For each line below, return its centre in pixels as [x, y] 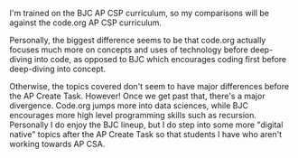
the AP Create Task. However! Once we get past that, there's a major [137, 96]
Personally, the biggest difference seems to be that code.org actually [138, 40]
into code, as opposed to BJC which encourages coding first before [161, 59]
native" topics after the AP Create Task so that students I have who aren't [146, 134]
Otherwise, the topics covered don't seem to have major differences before [149, 86]
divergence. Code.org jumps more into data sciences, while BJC [129, 106]
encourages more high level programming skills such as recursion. [133, 115]
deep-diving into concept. [58, 69]
